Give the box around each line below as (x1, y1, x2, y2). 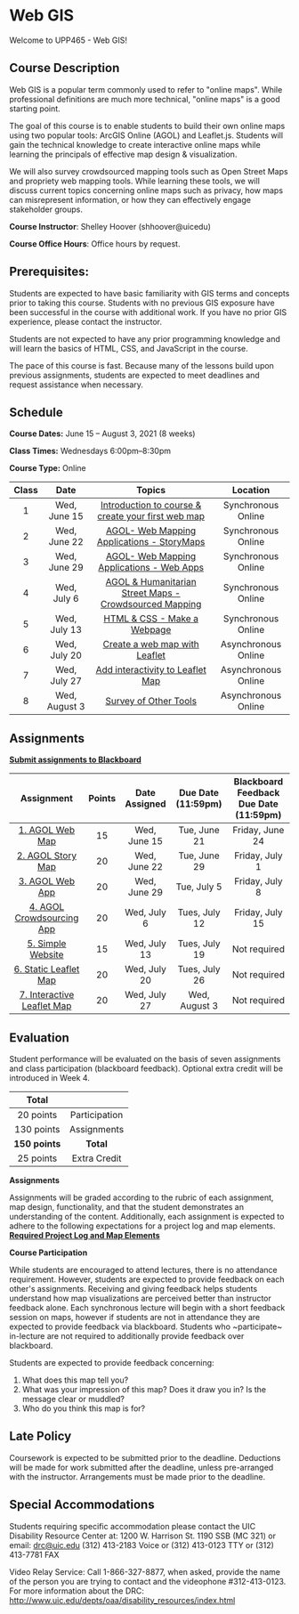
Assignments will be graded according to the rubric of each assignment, (9, 1192, 274, 1203)
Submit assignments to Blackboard (9, 754, 142, 766)
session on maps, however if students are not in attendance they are (9, 1312, 261, 1322)
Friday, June (232, 824, 285, 837)
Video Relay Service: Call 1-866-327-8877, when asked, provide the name (9, 1566, 281, 1577)
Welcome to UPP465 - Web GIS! (9, 35, 127, 45)
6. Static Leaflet (13, 963, 80, 976)
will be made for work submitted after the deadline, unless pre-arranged (9, 1462, 274, 1472)
